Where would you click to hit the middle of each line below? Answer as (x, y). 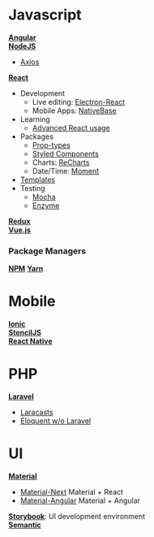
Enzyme (46, 206)
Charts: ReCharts (61, 162)
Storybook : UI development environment (77, 517)
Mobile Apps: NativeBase (74, 110)
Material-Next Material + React (72, 492)
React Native (30, 341)
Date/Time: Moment (66, 171)
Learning (35, 119)
